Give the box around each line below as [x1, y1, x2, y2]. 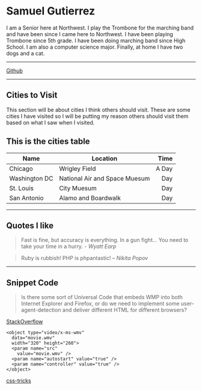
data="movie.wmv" [11, 335, 55, 341]
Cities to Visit [6, 90, 58, 101]
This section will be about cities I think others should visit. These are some [6, 106, 191, 113]
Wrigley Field [59, 164, 96, 173]
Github [6, 67, 23, 74]
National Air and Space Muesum [59, 174, 150, 182]
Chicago [9, 164, 33, 173]
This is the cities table [6, 137, 90, 147]
